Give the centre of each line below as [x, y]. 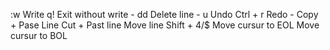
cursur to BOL [39, 35]
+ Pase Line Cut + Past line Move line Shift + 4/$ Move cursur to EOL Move [165, 25]
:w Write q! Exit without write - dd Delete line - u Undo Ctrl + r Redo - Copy [164, 14]
